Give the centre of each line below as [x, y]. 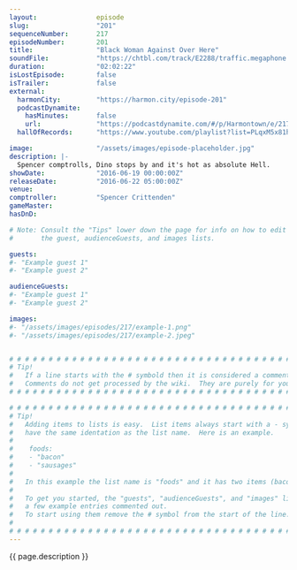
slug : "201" [63, 26]
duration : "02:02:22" [73, 67]
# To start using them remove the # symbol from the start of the [138, 515]
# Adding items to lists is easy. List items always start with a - [144, 424]
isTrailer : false [63, 83]
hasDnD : [23, 214]
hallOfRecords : [45, 133]
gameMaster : [31, 206]
